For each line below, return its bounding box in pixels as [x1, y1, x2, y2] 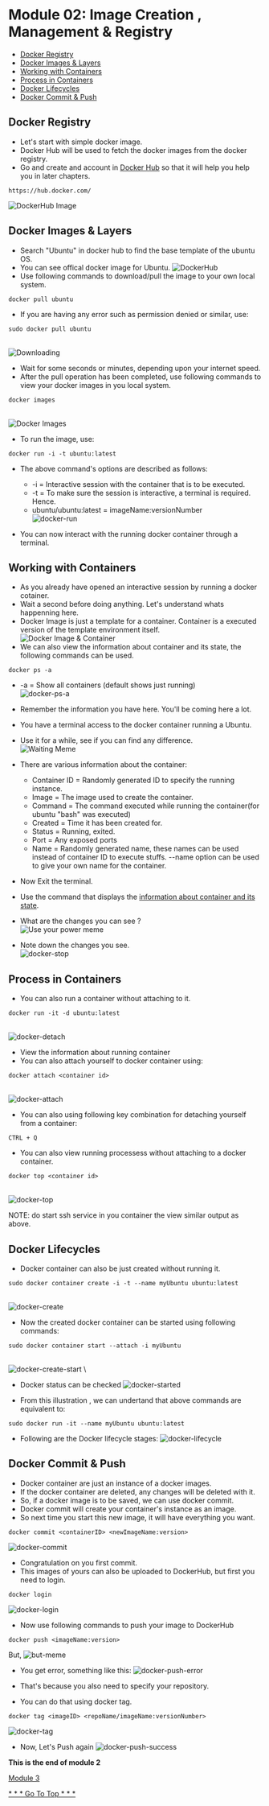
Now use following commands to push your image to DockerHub [19, 1620, 234, 1630]
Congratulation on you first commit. [19, 1557, 138, 1567]
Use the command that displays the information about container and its [19, 892, 255, 902]
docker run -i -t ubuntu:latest [8, 449, 116, 458]
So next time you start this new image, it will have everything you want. [19, 1512, 255, 1522]
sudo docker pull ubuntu [8, 324, 92, 333]
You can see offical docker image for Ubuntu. [19, 262, 171, 272]
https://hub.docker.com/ [8, 187, 92, 195]
